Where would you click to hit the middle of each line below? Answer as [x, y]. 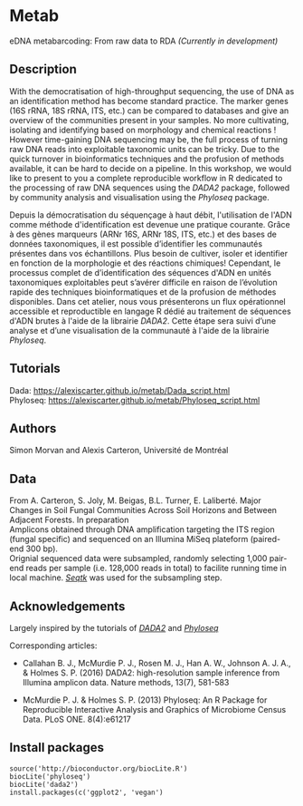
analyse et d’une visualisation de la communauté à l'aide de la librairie [139, 330]
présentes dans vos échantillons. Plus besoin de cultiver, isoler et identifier [148, 253]
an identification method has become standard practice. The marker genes [149, 101]
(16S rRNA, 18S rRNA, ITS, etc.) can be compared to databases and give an [149, 111]
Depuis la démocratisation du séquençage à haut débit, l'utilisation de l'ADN [151, 215]
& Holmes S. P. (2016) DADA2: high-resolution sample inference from [151, 673]
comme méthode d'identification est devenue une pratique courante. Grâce [150, 224]
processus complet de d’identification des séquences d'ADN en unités [140, 272]
